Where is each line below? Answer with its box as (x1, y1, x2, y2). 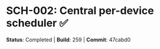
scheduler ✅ (6, 16, 68, 30)
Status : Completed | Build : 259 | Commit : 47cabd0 (6, 36, 131, 43)
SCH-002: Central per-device (6, 4, 155, 17)
